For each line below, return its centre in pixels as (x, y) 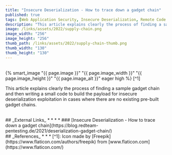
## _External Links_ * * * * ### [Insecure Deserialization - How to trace (80, 120)
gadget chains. (21, 104)
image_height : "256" (27, 39)
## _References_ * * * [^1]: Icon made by (48, 136)
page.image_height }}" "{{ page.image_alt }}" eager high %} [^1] (73, 78)
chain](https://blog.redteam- (68, 125)
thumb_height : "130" (27, 53)
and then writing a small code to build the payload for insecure (71, 94)
